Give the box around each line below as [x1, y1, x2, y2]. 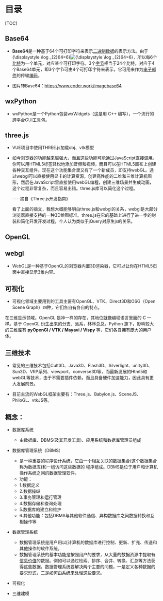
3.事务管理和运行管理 [19, 494, 62, 500]
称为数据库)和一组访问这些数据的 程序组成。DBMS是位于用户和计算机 [19, 464, 158, 470]
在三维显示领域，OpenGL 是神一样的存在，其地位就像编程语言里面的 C [5, 315, 147, 321]
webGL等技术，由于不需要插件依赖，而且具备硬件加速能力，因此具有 [12, 375, 150, 381]
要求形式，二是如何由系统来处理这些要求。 [19, 570, 105, 576]
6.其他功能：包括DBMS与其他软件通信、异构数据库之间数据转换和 [19, 513, 150, 519]
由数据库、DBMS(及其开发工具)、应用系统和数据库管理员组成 [19, 437, 142, 443]
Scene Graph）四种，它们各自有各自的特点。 [12, 304, 102, 310]
